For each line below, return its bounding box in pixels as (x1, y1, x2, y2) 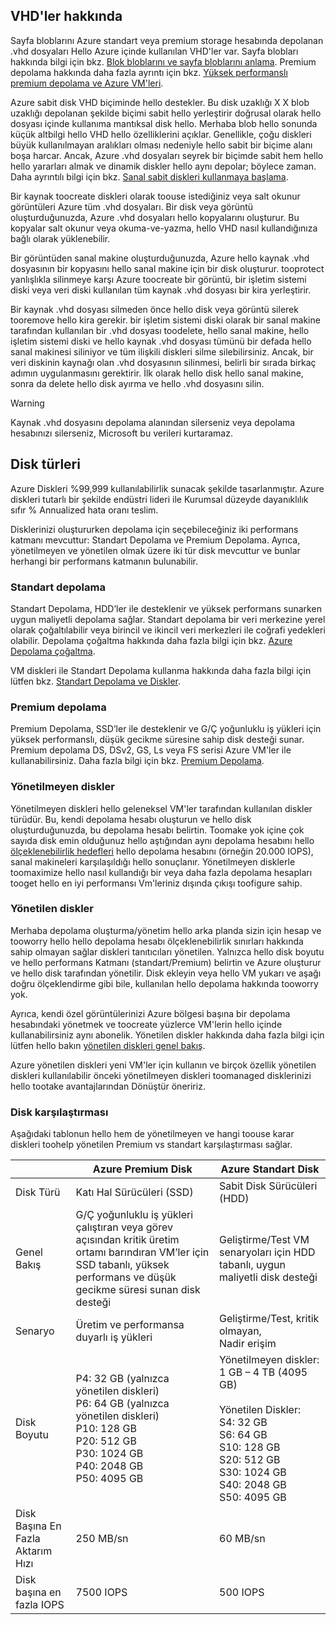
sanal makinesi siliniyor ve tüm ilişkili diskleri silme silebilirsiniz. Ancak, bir (10, 345, 314, 358)
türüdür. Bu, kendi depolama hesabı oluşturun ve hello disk (10, 813, 252, 825)
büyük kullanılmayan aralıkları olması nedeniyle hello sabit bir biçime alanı (10, 139, 313, 151)
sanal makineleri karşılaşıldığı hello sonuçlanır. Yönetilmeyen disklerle (10, 855, 296, 868)
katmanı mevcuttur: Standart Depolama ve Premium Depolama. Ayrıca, (10, 534, 301, 546)
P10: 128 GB (75, 1422, 137, 1436)
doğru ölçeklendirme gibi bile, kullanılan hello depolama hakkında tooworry (10, 977, 319, 989)
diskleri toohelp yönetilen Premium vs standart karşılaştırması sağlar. (10, 1139, 293, 1151)
